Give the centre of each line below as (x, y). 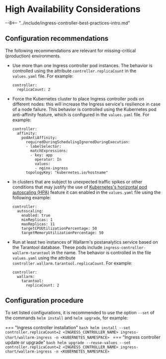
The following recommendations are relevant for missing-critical (71, 50)
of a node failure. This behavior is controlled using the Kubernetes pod (84, 109)
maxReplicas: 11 (38, 224)
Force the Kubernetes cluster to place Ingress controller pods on (78, 98)
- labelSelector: (44, 146)
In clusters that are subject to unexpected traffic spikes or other (77, 181)
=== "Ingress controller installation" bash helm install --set (68, 327)
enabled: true (36, 215)
